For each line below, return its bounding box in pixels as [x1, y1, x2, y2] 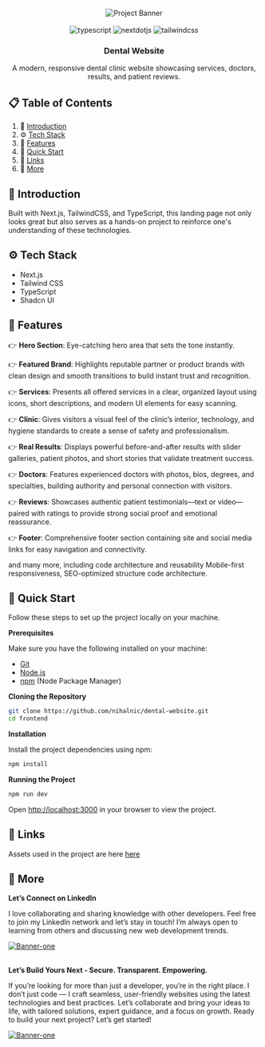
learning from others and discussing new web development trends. [8, 926, 229, 936]
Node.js [19, 668, 46, 677]
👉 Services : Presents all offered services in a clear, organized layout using [8, 387, 257, 396]
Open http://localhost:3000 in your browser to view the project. [8, 804, 217, 814]
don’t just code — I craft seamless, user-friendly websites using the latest [8, 989, 251, 999]
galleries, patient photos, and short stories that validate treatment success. [8, 453, 255, 463]
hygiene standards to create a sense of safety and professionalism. [8, 426, 230, 435]
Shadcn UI [19, 295, 54, 305]
